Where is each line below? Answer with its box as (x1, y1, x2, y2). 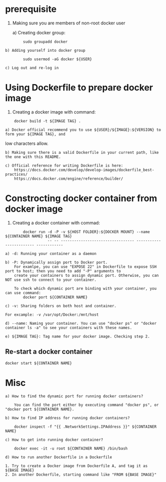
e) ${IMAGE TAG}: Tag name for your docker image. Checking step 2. (5, 334, 150, 339)
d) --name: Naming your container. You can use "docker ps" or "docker (5, 321, 157, 326)
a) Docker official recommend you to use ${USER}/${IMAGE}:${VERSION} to (5, 127, 162, 132)
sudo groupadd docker (23, 39, 68, 44)
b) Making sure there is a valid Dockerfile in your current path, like (5, 150, 159, 155)
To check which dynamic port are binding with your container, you (14, 286, 157, 291)
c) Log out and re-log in (5, 65, 59, 70)
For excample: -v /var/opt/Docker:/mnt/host (5, 312, 99, 317)
